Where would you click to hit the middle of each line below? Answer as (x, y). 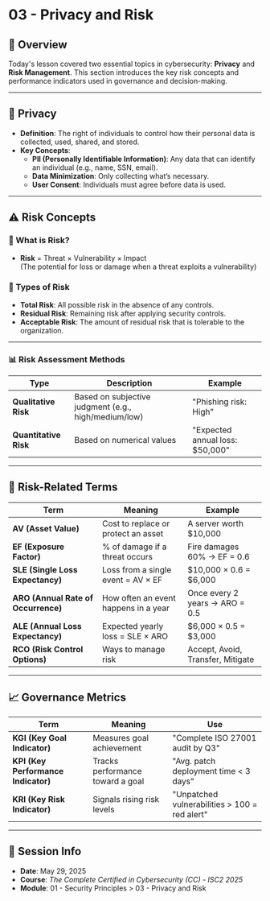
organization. (42, 330)
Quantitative (37, 435)
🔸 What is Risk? (39, 241)
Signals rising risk (126, 799)
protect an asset (133, 533)
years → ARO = (216, 603)
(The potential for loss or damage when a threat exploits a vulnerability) (138, 267)
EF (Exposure (39, 547)
